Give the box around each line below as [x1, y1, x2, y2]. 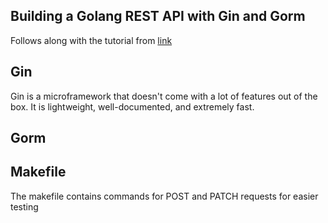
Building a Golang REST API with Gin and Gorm [10, 8, 306, 25]
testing [10, 200, 39, 213]
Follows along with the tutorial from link [10, 34, 173, 46]
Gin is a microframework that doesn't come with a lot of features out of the [10, 90, 318, 102]
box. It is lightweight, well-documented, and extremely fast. [10, 100, 255, 113]
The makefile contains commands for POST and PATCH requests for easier [10, 190, 319, 202]
